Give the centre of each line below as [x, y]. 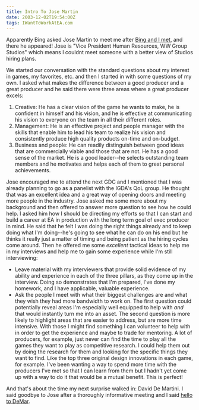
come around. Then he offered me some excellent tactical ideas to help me [98, 246]
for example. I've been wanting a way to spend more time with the [96, 365]
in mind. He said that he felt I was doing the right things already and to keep [99, 226]
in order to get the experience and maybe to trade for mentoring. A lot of [103, 333]
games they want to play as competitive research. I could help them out [102, 346]
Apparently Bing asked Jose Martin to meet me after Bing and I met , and [94, 40]
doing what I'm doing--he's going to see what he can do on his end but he [97, 232]
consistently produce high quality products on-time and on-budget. [97, 139]
